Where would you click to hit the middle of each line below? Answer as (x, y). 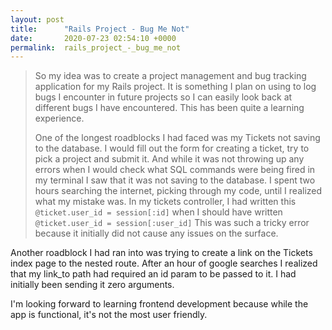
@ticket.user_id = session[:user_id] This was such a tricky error (172, 223)
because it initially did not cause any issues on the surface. (156, 233)
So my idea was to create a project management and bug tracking (170, 76)
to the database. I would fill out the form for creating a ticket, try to (172, 148)
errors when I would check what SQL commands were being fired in (175, 170)
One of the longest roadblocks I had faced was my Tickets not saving (177, 138)
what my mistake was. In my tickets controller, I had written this (165, 202)
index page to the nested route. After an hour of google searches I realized (164, 263)
